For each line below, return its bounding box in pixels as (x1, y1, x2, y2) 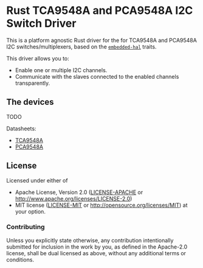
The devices (6, 97, 54, 107)
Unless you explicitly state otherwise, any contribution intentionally (6, 236, 174, 244)
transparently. (15, 79, 50, 87)
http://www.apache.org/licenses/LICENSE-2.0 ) (15, 195, 132, 202)
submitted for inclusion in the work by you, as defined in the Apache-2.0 (6, 243, 187, 250)
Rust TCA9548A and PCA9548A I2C (6, 4, 193, 18)
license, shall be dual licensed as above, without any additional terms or (6, 249, 187, 256)
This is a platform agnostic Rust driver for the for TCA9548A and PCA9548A (6, 36, 198, 44)
